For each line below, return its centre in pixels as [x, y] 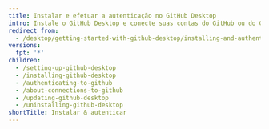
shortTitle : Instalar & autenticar [68, 113]
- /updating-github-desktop [62, 98]
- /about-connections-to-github [70, 90]
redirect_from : [34, 30]
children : [25, 61]
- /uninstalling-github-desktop [70, 105]
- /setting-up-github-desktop [66, 68]
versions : [25, 46]
